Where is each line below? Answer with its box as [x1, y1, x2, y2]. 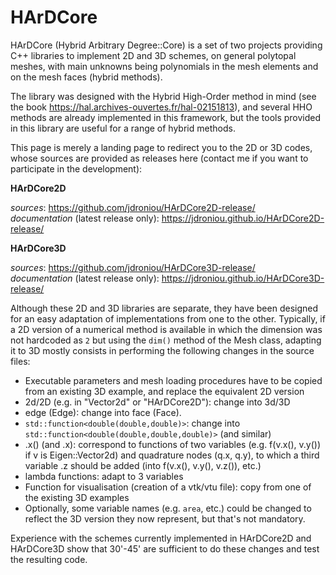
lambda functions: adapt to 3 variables [24, 470, 184, 482]
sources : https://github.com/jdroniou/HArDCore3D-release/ [10, 261, 256, 273]
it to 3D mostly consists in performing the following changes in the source [10, 344, 315, 356]
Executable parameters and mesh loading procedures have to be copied [24, 374, 323, 386]
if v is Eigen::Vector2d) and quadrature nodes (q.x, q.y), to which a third [24, 449, 320, 461]
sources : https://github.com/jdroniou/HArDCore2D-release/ [10, 201, 256, 213]
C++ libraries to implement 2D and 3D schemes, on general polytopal [10, 49, 297, 61]
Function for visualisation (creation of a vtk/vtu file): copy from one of [24, 481, 312, 493]
